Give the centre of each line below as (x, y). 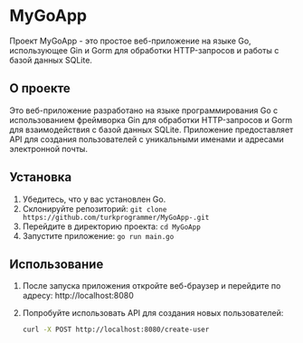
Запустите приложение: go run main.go (98, 235)
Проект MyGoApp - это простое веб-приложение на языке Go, (130, 41)
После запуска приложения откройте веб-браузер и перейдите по (151, 286)
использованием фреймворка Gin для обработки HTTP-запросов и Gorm (151, 119)
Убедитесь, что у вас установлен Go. (94, 199)
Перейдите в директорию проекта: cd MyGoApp (111, 226)
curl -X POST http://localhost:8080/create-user (116, 330)
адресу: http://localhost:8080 (78, 296)
